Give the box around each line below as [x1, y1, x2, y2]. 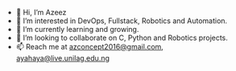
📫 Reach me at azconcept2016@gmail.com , [15, 42, 164, 51]
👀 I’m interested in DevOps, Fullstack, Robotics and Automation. [15, 16, 228, 26]
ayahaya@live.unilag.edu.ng [15, 53, 110, 63]
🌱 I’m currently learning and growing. [15, 25, 139, 34]
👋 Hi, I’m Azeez [15, 8, 67, 17]
